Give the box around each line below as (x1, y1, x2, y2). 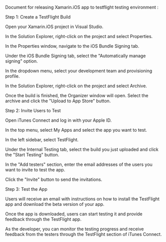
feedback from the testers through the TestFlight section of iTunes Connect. (5, 231, 162, 237)
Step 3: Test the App (5, 186, 47, 192)
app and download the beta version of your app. (5, 201, 104, 207)
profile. (5, 73, 20, 79)
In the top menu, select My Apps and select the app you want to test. (5, 127, 147, 133)
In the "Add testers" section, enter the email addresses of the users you (5, 161, 152, 167)
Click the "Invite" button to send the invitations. (5, 176, 102, 182)
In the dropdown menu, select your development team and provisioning (5, 68, 152, 74)
